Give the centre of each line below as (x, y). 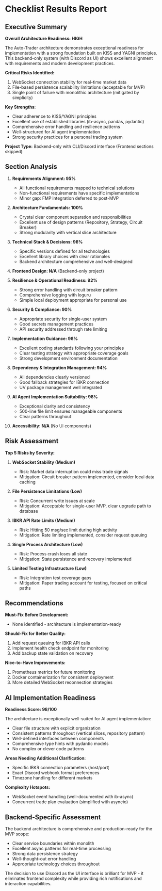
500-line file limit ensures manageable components (71, 411)
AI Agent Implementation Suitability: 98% (55, 397)
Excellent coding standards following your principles (72, 348)
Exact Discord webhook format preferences (56, 773)
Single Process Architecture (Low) (48, 544)
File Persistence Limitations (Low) (47, 491)
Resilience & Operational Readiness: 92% (55, 280)
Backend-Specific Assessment (53, 817)
